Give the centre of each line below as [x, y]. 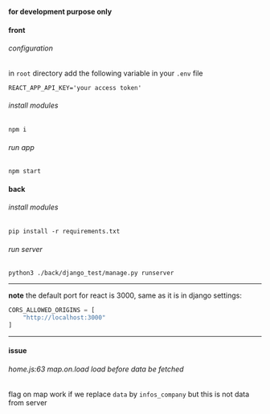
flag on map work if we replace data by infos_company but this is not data [129, 394]
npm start [25, 172]
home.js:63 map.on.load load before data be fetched [96, 369]
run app [21, 147]
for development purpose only [60, 12]
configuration [31, 48]
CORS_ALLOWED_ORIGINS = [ [51, 310]
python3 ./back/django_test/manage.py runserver [91, 273]
